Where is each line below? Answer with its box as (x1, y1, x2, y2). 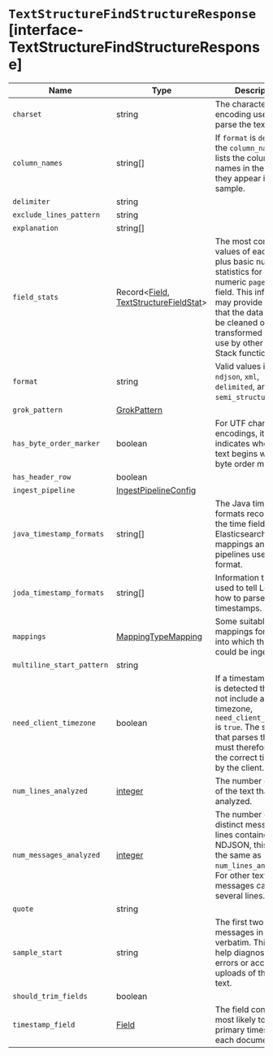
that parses (214, 731, 258, 742)
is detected (214, 682, 258, 693)
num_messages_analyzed (12, 850, 100, 859)
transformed (214, 327, 262, 338)
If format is (214, 132, 257, 143)
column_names (12, 158, 63, 167)
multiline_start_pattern (12, 660, 109, 669)
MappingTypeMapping (116, 631, 203, 642)
